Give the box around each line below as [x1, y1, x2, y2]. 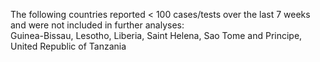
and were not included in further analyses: [10, 19, 185, 31]
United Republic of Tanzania [10, 40, 127, 52]
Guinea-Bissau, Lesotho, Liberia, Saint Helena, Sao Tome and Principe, [10, 30, 303, 41]
